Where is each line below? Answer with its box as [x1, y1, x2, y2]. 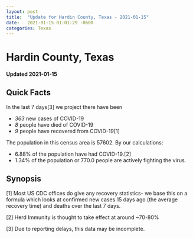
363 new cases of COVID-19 [14, 115, 84, 122]
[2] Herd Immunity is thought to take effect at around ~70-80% [6, 214, 159, 221]
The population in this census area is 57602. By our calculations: [6, 139, 163, 146]
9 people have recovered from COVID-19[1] [14, 127, 120, 134]
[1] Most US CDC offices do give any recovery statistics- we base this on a [6, 189, 188, 197]
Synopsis [6, 174, 41, 184]
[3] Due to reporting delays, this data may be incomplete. [6, 225, 145, 232]
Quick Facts [6, 88, 51, 98]
